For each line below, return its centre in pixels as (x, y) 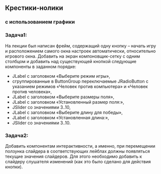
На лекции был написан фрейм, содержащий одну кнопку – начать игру (81, 45)
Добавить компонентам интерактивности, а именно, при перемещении (80, 146)
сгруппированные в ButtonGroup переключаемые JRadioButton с (80, 81)
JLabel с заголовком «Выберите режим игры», (61, 76)
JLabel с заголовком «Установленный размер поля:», (68, 102)
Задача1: (16, 35)
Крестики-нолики (34, 8)
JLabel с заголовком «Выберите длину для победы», (67, 112)
